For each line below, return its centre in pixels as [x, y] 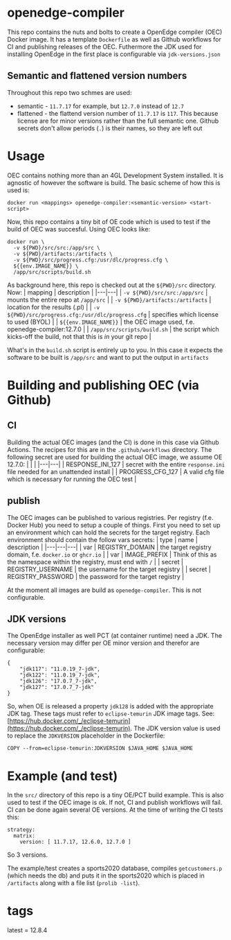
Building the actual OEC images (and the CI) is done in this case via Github [113, 442]
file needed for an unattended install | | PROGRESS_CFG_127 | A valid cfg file [116, 471]
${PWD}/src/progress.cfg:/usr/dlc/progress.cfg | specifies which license [113, 314]
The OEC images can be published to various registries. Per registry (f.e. [110, 517]
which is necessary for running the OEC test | [72, 479]
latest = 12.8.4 [27, 930]
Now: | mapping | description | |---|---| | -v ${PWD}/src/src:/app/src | [108, 292]
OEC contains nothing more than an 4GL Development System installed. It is [115, 175]
